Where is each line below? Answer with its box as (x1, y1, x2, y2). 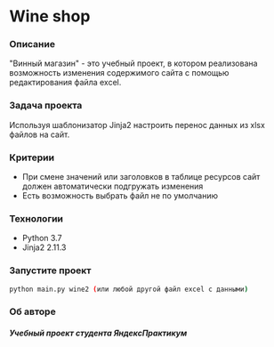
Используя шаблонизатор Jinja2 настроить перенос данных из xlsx (9, 119, 265, 130)
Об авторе (9, 305, 56, 318)
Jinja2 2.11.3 (21, 242, 67, 253)
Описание (9, 38, 56, 51)
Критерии (9, 151, 55, 164)
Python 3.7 (21, 233, 62, 244)
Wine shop (9, 6, 91, 27)
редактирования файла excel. (9, 77, 122, 88)
